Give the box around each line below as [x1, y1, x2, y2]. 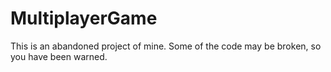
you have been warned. [10, 50, 108, 62]
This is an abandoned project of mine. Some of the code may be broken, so [10, 40, 322, 52]
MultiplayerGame [10, 7, 158, 30]
